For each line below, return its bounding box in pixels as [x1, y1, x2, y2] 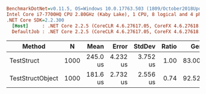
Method [22, 42, 46, 51]
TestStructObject [9, 74, 59, 83]
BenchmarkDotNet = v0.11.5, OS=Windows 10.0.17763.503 [6, 6, 144, 12]
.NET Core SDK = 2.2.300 [6, 17, 64, 23]
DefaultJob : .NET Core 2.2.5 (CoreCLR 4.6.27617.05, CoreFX [12, 28, 172, 34]
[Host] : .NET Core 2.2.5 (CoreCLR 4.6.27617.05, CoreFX [12, 23, 172, 29]
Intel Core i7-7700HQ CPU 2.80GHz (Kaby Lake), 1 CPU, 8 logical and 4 [6, 11, 193, 17]
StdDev [134, 42, 156, 51]
